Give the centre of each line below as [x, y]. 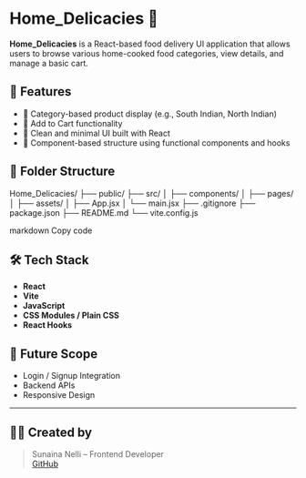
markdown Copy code [51, 230]
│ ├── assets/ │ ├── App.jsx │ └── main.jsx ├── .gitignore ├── [133, 203]
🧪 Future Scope [54, 354]
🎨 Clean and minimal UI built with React [96, 133]
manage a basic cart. [49, 63]
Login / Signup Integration [71, 376]
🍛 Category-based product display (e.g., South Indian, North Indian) [150, 114]
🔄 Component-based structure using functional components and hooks [156, 142]
